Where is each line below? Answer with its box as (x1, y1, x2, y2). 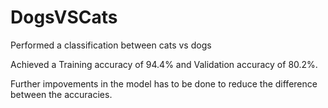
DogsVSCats (10, 6, 118, 29)
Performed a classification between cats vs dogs (10, 39, 212, 51)
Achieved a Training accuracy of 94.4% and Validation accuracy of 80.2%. (10, 58, 318, 70)
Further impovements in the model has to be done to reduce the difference (10, 77, 318, 90)
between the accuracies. (10, 88, 113, 100)
